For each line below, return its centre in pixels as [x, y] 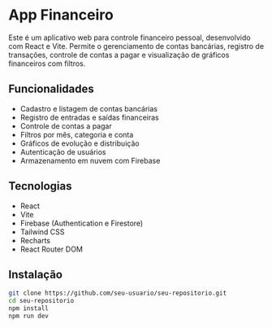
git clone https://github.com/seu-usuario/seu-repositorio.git [118, 293]
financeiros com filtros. [47, 63]
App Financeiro [61, 15]
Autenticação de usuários [63, 151]
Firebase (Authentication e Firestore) [82, 223]
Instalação [36, 274]
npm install [28, 308]
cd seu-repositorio [41, 301]
